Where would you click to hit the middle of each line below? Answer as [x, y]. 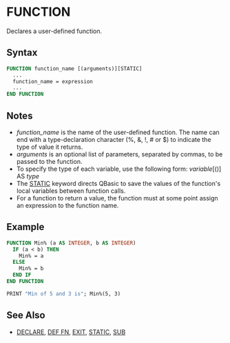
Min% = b [31, 269]
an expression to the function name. [67, 205]
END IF [22, 275]
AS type [28, 176]
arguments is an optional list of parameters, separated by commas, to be [119, 154]
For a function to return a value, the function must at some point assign [117, 198]
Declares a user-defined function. [54, 31]
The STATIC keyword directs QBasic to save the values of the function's [118, 183]
